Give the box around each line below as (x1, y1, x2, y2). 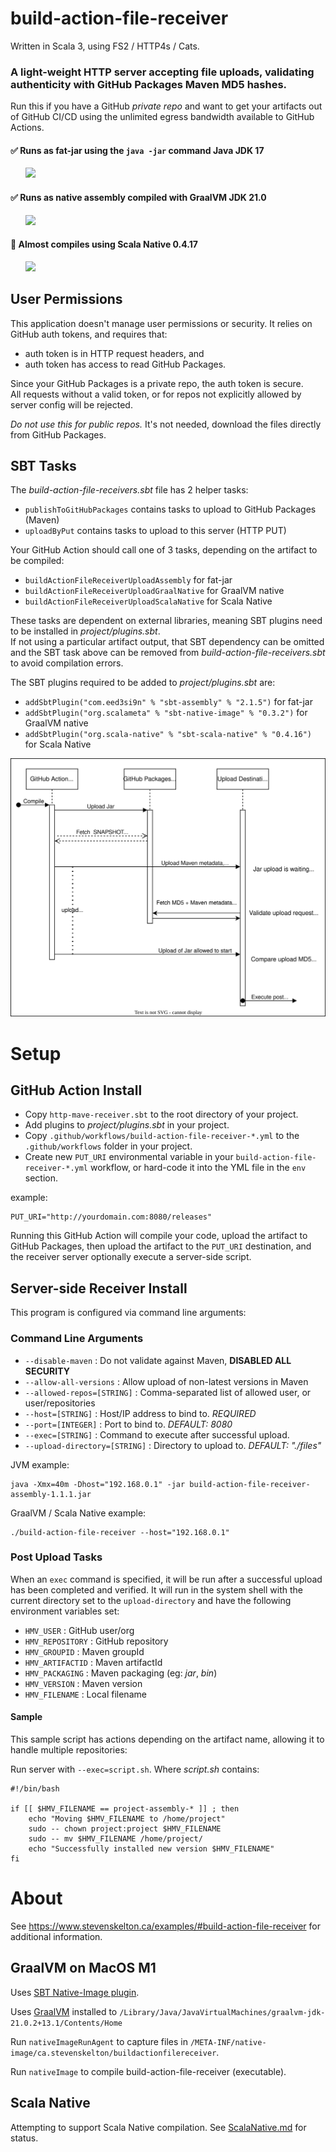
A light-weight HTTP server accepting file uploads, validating (10, 65, 315, 79)
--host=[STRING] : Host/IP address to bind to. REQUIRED (24, 1407, 257, 1419)
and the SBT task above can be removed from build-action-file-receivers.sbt (10, 647, 326, 659)
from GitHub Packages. (10, 428, 107, 441)
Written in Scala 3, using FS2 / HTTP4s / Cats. (10, 40, 200, 52)
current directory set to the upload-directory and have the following (10, 1594, 292, 1606)
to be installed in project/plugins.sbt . (10, 625, 161, 637)
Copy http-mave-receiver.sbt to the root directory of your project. (24, 1108, 299, 1121)
